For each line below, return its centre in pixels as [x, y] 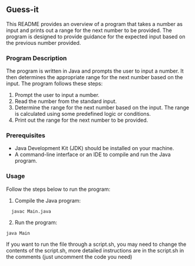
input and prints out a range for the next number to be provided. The [89, 30]
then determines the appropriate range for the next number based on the [95, 77]
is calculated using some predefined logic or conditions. [83, 114]
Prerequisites [26, 135]
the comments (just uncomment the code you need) [69, 257]
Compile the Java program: [48, 200]
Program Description [37, 58]
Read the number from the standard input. [66, 101]
